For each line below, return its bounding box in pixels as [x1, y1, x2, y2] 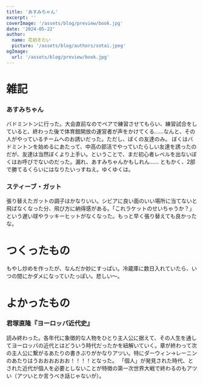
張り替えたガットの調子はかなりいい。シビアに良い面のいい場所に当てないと [6, 197, 198, 205]
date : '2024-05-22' [6, 26, 56, 32]
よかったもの [6, 296, 71, 310]
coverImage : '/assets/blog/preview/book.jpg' [6, 20, 123, 26]
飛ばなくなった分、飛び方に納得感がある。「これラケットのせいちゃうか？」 [6, 205, 195, 213]
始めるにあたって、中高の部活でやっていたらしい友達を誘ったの [38, 143, 197, 151]
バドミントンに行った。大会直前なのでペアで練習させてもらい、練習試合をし [6, 120, 198, 128]
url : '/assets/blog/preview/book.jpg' [12, 54, 110, 60]
